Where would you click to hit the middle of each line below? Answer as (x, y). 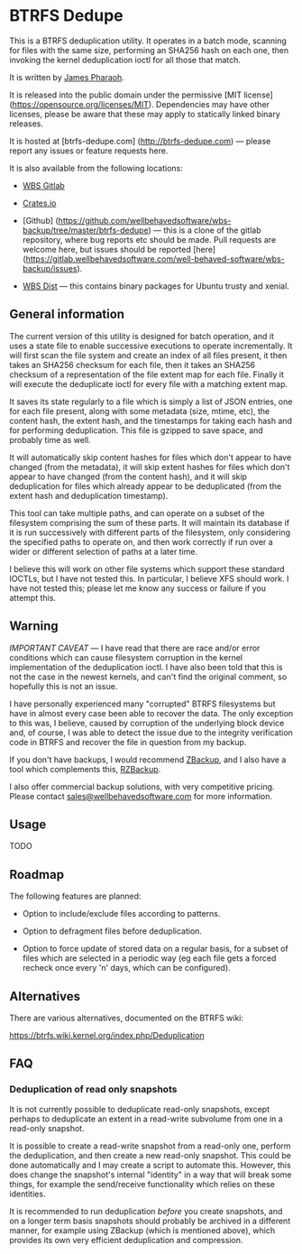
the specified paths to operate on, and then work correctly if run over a (141, 541)
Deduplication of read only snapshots (93, 1090)
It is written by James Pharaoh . (67, 77)
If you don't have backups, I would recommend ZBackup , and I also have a (148, 760)
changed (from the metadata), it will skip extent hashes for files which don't (150, 466)
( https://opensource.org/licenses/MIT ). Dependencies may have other (140, 104)
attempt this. (33, 597)
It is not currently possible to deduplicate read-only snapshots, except (140, 1109)
